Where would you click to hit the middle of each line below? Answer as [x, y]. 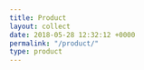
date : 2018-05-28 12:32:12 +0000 [72, 35]
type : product [36, 52]
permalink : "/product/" [54, 43]
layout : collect [40, 26]
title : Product [38, 18]
